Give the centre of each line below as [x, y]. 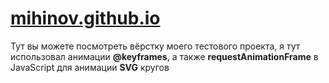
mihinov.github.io [85, 18]
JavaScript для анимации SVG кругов [90, 67]
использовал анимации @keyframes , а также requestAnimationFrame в [164, 56]
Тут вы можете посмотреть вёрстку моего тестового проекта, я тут [155, 46]
